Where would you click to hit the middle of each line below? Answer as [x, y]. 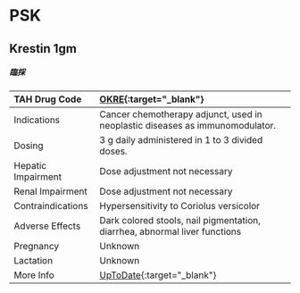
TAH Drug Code [48, 99]
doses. [113, 151]
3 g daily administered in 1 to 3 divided [181, 139]
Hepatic [30, 165]
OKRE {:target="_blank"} [152, 99]
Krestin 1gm [43, 49]
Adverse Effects [47, 226]
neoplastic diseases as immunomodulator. [188, 125]
